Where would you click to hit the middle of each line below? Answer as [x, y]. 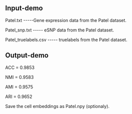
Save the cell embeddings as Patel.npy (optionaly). [57, 106]
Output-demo [27, 55]
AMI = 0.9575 [19, 86]
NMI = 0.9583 [19, 77]
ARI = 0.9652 [19, 96]
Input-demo [24, 8]
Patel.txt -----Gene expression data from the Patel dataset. [66, 20]
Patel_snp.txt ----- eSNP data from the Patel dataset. [59, 30]
